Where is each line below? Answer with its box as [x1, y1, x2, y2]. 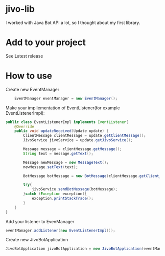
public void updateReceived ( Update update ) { [14, 128, 109, 133]
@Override [14, 124, 35, 129]
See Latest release [5, 53, 43, 59]
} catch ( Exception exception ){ [23, 191, 87, 197]
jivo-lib [5, 3, 35, 15]
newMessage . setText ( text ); [23, 164, 78, 170]
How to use [5, 70, 52, 81]
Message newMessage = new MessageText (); [23, 160, 109, 165]
